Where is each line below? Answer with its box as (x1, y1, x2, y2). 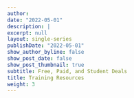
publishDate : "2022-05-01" (7, 42, 85, 49)
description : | (7, 23, 51, 30)
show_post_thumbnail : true (7, 61, 85, 68)
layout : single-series (7, 36, 72, 43)
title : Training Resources (7, 74, 85, 81)
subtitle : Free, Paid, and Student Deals (7, 68, 128, 75)
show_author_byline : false (7, 49, 85, 56)
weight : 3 (7, 81, 36, 88)
